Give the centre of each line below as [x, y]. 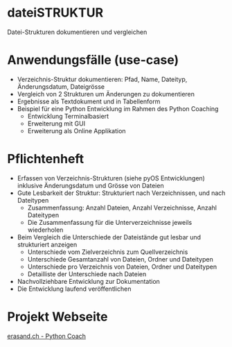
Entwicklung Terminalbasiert [68, 116]
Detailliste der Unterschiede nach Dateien [87, 274]
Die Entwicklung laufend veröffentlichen [74, 289]
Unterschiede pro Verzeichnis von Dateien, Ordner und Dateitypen [122, 266]
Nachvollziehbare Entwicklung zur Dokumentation [89, 281]
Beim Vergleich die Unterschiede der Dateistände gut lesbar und [109, 237]
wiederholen [45, 230]
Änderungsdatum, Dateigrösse [61, 86]
